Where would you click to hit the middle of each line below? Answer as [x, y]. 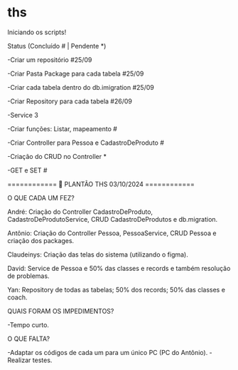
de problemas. [28, 276]
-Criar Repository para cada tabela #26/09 [70, 101]
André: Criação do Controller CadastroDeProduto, [80, 212]
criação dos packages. [41, 240]
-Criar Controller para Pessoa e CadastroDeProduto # [86, 143]
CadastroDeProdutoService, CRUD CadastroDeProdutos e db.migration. [113, 219]
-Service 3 [23, 115]
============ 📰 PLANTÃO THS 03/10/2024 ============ [101, 184]
